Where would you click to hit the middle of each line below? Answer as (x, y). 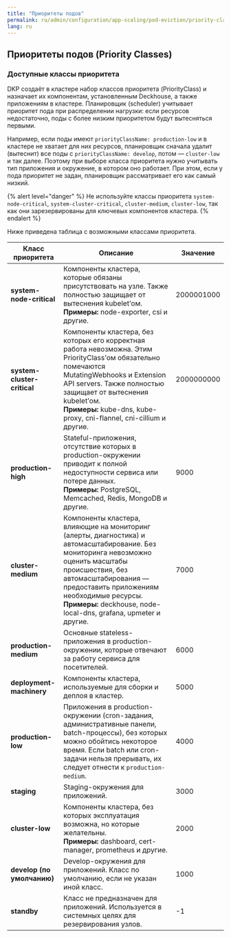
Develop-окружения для (104, 861)
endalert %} (24, 219)
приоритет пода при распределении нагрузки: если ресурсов (98, 111)
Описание (116, 253)
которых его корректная (104, 341)
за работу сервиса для (101, 659)
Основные (80, 633)
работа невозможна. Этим (108, 349)
